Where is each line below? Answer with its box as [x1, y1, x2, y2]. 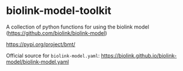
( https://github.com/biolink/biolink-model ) [6, 29, 107, 36]
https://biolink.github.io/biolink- [100, 52, 177, 59]
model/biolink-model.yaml [6, 58, 69, 65]
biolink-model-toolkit [6, 4, 111, 17]
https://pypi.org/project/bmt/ [6, 41, 76, 48]
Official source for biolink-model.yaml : [6, 52, 100, 59]
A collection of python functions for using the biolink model [6, 23, 150, 30]
